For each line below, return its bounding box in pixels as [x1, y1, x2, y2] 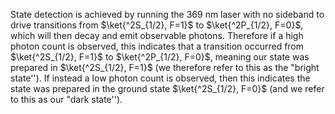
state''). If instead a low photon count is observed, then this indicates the [10, 72, 311, 84]
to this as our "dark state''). [10, 94, 123, 105]
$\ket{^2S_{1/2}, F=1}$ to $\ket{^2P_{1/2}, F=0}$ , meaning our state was [10, 51, 310, 63]
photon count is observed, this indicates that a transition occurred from [10, 40, 305, 52]
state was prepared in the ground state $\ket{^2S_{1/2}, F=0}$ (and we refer [10, 83, 325, 94]
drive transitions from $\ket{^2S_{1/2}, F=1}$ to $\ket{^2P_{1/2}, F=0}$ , [10, 19, 304, 31]
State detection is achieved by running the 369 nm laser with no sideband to [10, 9, 325, 20]
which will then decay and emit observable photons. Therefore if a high [10, 30, 304, 41]
